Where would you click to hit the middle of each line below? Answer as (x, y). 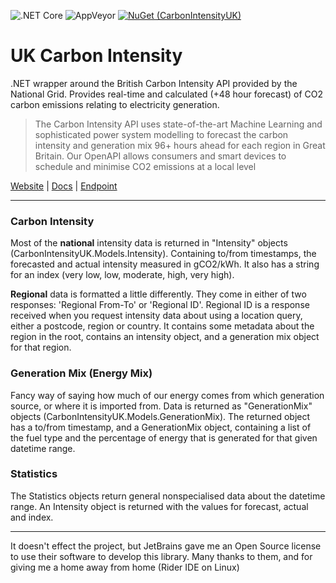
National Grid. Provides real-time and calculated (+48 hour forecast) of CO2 (167, 94)
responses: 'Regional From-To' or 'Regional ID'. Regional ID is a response (160, 305)
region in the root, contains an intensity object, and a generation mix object (165, 337)
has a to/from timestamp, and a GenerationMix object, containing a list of (161, 427)
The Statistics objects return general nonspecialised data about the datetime (168, 496)
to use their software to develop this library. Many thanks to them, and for (161, 556)
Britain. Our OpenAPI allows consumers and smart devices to (160, 156)
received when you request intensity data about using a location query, (156, 316)
